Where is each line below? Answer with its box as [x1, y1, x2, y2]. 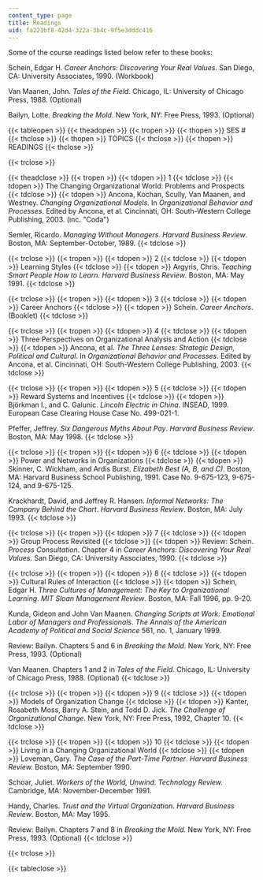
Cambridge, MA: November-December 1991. [8, 786, 152, 796]
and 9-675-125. [23, 481, 73, 490]
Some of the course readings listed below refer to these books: [8, 48, 213, 58]
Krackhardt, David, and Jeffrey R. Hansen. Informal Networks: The [8, 496, 224, 505]
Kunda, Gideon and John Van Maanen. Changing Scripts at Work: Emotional [8, 609, 255, 619]
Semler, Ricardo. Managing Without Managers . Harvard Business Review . [8, 230, 248, 240]
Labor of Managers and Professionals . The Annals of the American [8, 617, 227, 627]
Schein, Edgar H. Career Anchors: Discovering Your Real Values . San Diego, [8, 63, 255, 73]
